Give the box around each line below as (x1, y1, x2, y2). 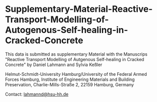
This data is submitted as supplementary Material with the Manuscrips (5, 51, 148, 57)
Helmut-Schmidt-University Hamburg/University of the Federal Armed (5, 71, 147, 77)
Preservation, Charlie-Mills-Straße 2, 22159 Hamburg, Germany (5, 81, 134, 87)
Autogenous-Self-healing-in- (5, 25, 128, 35)
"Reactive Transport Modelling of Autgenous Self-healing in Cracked (5, 56, 144, 62)
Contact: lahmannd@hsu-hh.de (5, 91, 69, 97)
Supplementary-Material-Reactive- (5, 3, 153, 15)
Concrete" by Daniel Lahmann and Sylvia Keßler (5, 62, 102, 68)
